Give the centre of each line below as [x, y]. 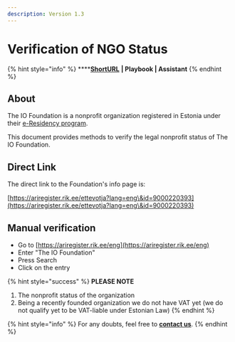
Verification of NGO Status [88, 49]
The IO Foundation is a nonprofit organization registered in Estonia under [114, 116]
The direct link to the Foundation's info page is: [77, 184]
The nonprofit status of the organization [76, 295]
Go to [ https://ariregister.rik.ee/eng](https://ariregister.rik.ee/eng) [114, 245]
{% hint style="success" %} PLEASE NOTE [70, 281]
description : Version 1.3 [46, 14]
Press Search [37, 260]
